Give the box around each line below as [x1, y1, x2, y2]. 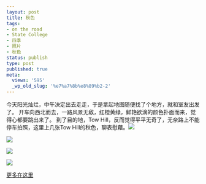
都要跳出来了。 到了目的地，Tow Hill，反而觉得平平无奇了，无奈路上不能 [17, 116, 200, 123]
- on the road [6, 26, 43, 33]
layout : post [6, 9, 40, 15]
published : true [6, 66, 48, 72]
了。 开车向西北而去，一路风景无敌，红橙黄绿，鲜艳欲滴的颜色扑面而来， [6, 109, 191, 115]
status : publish [6, 55, 48, 61]
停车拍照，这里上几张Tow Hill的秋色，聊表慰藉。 [6, 124, 129, 131]
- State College [6, 32, 48, 38]
